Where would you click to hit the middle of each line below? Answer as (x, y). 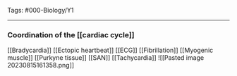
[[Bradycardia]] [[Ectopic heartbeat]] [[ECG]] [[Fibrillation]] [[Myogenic (110, 50)
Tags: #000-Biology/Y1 (41, 10)
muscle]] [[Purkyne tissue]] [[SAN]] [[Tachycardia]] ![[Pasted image (106, 58)
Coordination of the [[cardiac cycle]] (71, 34)
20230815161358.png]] (41, 65)
